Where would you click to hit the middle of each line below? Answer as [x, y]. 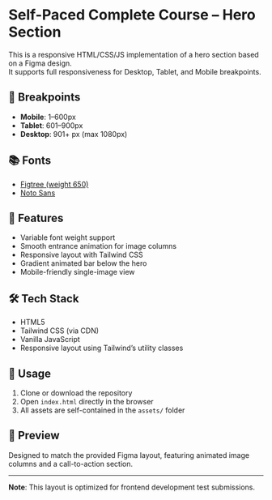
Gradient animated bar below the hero [83, 263]
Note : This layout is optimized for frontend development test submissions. [132, 487]
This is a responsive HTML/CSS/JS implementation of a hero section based [134, 54]
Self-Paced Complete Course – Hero [132, 15]
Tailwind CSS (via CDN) [59, 331]
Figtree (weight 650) [54, 184]
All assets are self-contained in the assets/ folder [102, 410]
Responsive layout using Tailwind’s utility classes [102, 348]
